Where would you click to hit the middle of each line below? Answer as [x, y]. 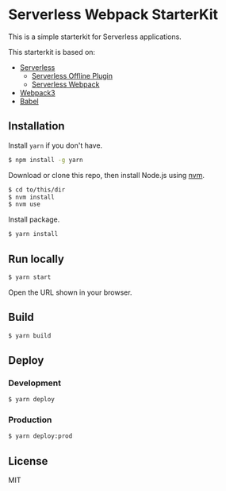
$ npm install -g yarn [46, 160]
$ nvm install [32, 197]
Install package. [34, 219]
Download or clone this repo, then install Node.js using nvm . [106, 175]
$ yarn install [33, 234]
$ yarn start [30, 277]
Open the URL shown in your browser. [70, 292]
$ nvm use [25, 204]
